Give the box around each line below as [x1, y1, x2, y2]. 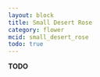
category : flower [8, 26, 65, 33]
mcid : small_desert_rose [8, 33, 89, 41]
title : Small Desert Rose [8, 19, 92, 26]
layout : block [8, 11, 55, 19]
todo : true [8, 40, 44, 48]
